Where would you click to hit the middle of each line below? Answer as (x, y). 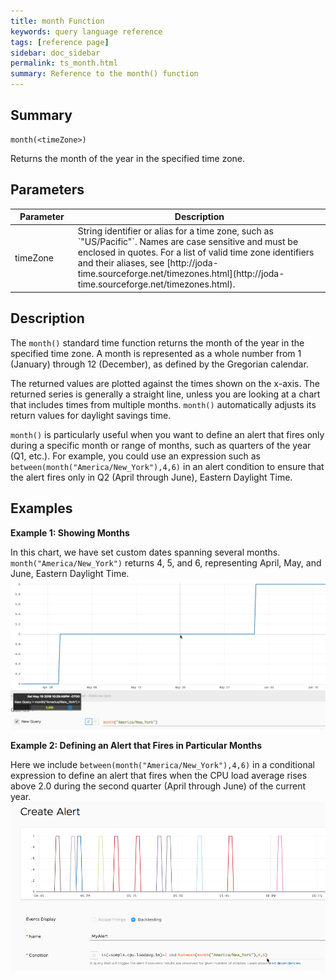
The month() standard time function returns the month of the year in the (157, 342)
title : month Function (57, 21)
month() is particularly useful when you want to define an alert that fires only (167, 434)
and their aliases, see (121, 263)
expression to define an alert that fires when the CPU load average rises (159, 775)
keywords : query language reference (86, 31)
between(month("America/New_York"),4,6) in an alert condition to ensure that (167, 466)
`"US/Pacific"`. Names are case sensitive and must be (188, 242)
